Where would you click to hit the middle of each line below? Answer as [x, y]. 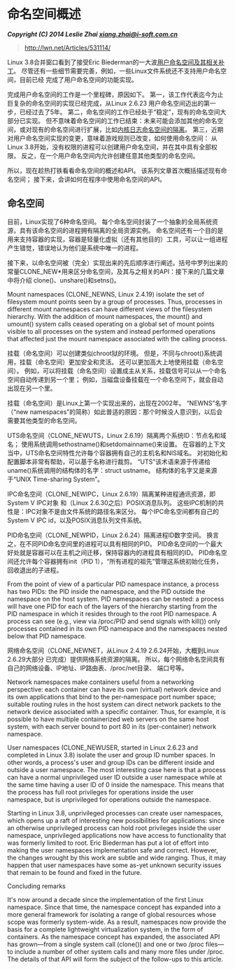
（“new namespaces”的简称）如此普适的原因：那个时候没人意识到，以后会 [115, 412]
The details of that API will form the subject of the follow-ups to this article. [115, 959]
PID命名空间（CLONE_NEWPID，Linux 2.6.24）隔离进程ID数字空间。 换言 [113, 535]
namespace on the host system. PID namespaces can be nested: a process [116, 599]
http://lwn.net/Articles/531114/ [67, 48]
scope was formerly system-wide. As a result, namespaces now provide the [117, 922]
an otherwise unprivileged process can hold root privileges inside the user [114, 828]
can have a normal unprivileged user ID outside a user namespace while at [115, 777]
